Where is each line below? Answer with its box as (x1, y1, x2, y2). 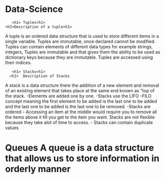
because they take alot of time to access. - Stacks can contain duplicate (5, 119, 153, 125)
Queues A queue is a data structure (5, 142, 154, 154)
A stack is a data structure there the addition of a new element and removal (5, 82, 160, 88)
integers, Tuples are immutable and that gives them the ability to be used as (5, 49, 161, 55)
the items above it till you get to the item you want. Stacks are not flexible (5, 114, 155, 120)
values (5, 125, 19, 131)
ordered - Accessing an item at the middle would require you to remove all (5, 109, 158, 115)
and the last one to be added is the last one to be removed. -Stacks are (5, 103, 151, 109)
